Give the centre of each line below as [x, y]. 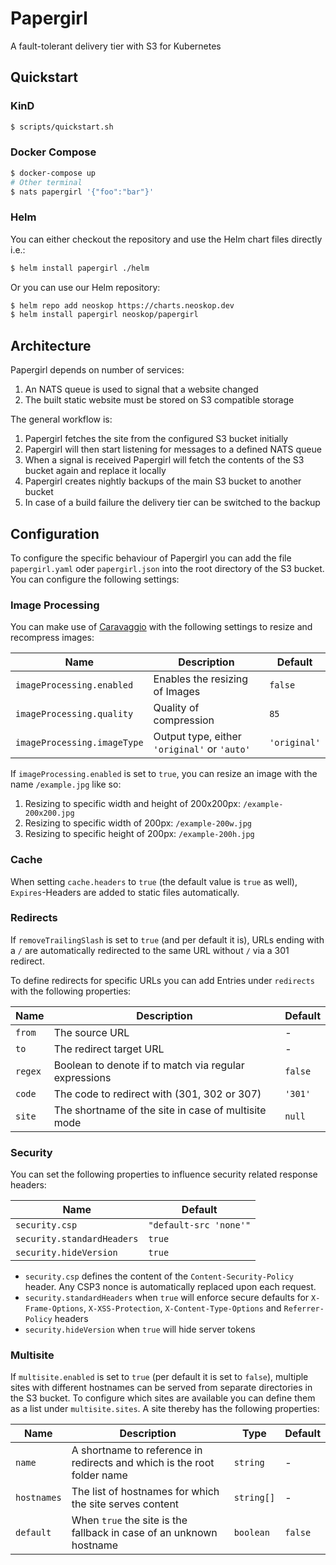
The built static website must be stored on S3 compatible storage [159, 400]
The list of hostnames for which [145, 1492]
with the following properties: [71, 991]
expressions [82, 1077]
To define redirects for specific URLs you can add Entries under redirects [162, 980]
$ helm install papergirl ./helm [80, 268]
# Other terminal [46, 182]
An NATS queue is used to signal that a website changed [141, 389]
